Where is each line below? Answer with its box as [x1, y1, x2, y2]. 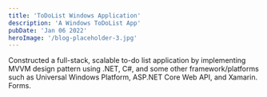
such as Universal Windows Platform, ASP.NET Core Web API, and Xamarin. [8, 72, 258, 82]
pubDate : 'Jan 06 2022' [8, 26, 88, 34]
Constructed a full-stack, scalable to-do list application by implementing [8, 56, 246, 65]
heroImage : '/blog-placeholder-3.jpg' [8, 33, 137, 42]
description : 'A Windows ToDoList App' [8, 19, 141, 27]
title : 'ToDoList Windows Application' [8, 11, 141, 20]
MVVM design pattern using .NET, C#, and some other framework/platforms [8, 64, 260, 74]
